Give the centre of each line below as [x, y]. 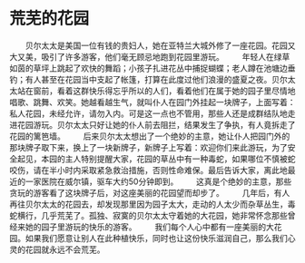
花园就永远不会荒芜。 [65, 249]
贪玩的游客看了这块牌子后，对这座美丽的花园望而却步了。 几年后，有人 [150, 192]
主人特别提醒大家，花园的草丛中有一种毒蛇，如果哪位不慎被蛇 [180, 159]
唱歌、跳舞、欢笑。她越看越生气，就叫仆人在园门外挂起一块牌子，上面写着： [152, 102]
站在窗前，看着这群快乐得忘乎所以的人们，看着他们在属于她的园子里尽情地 [156, 91]
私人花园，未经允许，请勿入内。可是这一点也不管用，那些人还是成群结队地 [148, 113]
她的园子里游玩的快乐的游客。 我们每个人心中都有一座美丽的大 [149, 227]
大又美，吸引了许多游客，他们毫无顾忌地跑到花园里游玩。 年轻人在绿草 [150, 56]
